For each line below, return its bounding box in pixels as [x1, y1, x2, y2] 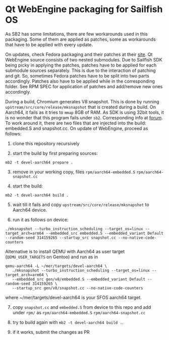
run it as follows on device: [12, 217, 69, 223]
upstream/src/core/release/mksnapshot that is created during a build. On [5, 104, 156, 110]
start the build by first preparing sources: [12, 150, 98, 156]
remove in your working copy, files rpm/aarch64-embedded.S [12, 169, 135, 175]
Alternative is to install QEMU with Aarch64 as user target [5, 248, 125, 254]
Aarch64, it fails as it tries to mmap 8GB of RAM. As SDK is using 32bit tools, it [5, 109, 164, 115]
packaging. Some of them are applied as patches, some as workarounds [5, 36, 156, 42]
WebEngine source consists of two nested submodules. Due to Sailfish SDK [5, 56, 162, 62]
